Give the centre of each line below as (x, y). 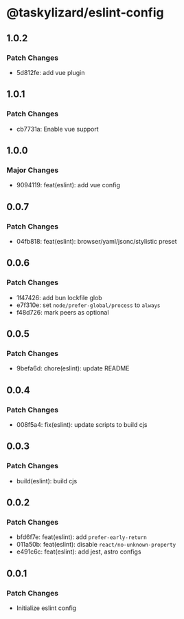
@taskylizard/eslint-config (85, 13)
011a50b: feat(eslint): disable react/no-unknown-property (96, 545)
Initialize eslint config (46, 608)
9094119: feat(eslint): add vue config (68, 185)
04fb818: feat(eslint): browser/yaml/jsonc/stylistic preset (96, 241)
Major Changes (33, 170)
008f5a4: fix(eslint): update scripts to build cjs (82, 424)
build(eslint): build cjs (47, 481)
